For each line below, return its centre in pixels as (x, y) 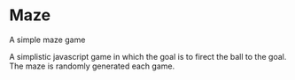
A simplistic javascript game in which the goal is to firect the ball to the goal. (148, 56)
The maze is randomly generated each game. (92, 66)
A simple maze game (47, 40)
